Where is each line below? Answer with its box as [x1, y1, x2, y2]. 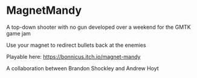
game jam [6, 29, 31, 37]
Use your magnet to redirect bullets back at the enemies [6, 41, 146, 49]
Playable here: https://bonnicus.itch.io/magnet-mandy [6, 53, 141, 60]
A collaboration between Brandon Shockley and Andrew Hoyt [6, 64, 159, 72]
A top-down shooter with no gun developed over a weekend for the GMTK [6, 23, 192, 31]
